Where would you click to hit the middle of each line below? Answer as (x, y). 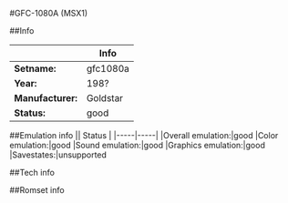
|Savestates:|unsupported (58, 155)
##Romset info (37, 190)
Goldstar (105, 98)
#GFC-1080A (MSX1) (49, 13)
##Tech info (32, 173)
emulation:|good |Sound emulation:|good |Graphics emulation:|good (138, 145)
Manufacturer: (46, 98)
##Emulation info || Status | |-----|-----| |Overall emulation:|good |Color (144, 135)
